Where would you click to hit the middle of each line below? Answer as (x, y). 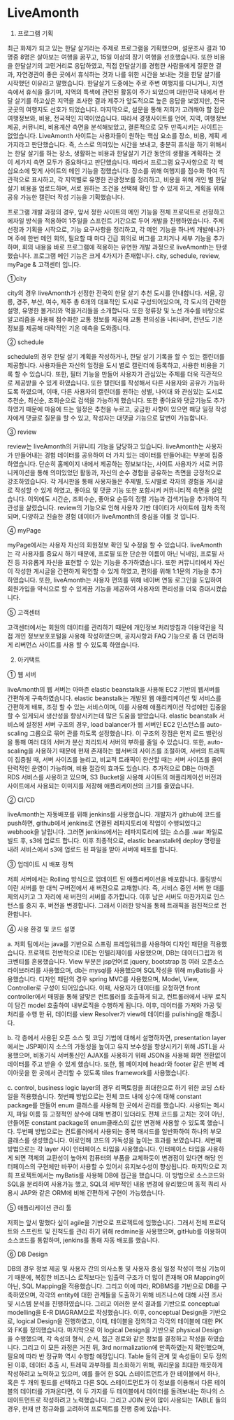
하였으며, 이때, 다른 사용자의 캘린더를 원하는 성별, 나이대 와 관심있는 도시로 (122, 391)
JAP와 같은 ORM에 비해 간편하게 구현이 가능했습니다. (93, 1192)
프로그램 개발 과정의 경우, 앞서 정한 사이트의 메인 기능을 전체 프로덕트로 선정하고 (116, 212)
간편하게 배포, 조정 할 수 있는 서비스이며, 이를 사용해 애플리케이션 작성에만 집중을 (117, 706)
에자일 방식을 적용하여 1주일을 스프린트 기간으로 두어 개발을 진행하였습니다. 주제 (116, 220)
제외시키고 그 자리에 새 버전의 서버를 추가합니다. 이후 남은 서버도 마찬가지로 (110, 896)
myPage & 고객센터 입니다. (44, 264)
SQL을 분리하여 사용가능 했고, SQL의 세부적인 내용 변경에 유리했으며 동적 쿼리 (114, 1184)
